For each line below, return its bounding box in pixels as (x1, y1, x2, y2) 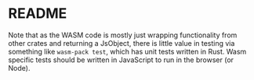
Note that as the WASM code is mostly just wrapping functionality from (8, 30, 238, 40)
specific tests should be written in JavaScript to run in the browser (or (8, 55, 234, 64)
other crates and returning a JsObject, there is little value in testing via (8, 38, 235, 47)
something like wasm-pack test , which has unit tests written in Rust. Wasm (8, 47, 247, 56)
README (8, 5, 67, 23)
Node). (8, 63, 31, 72)
